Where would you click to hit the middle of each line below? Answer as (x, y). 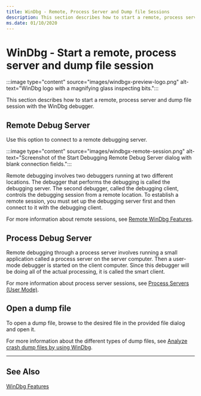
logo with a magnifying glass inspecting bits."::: (101, 88)
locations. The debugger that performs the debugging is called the (88, 182)
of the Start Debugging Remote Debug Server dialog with (121, 158)
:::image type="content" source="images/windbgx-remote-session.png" (96, 151)
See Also (23, 372)
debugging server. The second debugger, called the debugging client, (92, 188)
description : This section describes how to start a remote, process (95, 17)
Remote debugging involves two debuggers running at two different (90, 176)
